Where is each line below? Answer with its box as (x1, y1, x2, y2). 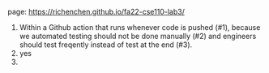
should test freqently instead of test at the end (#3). (19, 40, 193, 49)
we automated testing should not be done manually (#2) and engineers (19, 32, 257, 41)
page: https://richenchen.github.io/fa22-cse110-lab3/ (7, 7, 186, 16)
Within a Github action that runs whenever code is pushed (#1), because (19, 23, 261, 32)
